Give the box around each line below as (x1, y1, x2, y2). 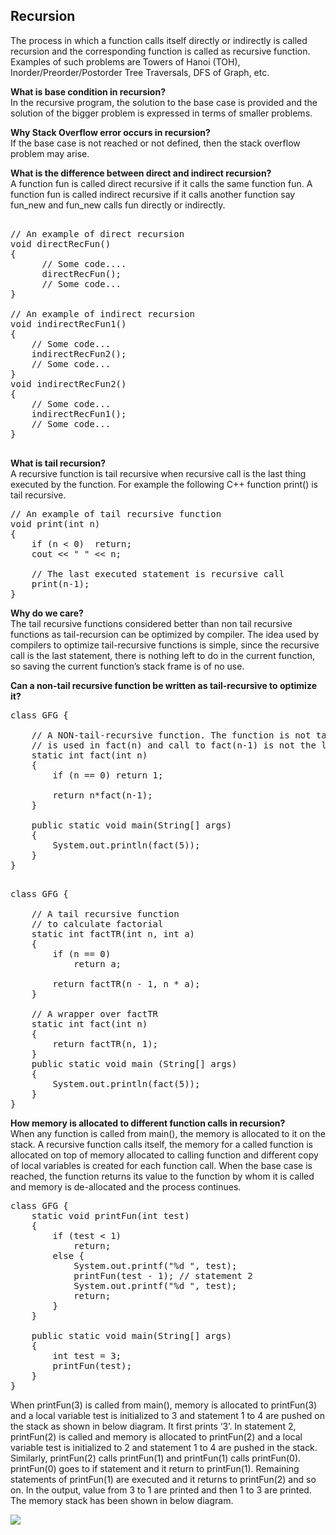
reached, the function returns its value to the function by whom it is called (10, 1170, 315, 1182)
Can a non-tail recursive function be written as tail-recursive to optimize (10, 679, 317, 691)
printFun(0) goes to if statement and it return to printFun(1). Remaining (10, 1462, 300, 1474)
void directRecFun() (10, 238, 112, 249)
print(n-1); (31, 578, 90, 589)
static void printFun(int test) (31, 1210, 190, 1221)
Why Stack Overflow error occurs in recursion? (10, 126, 211, 138)
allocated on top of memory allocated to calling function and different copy (10, 1149, 319, 1161)
